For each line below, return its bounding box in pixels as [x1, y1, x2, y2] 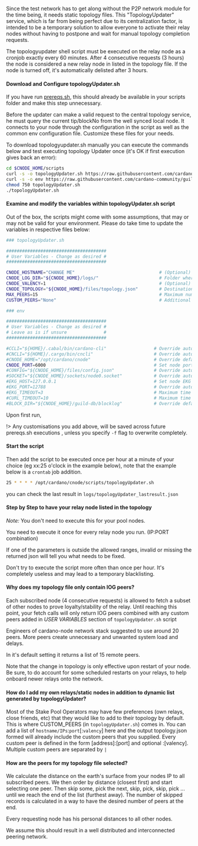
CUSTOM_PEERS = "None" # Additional [6, 297, 192, 303]
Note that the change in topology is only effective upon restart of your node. [6, 663, 192, 670]
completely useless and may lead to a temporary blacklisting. [6, 570, 155, 577]
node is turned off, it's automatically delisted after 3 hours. [6, 67, 148, 73]
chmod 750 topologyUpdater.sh [6, 181, 81, 188]
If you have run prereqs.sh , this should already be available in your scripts [6, 93, 186, 101]
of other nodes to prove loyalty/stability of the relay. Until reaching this [6, 603, 177, 611]
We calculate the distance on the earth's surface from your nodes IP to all [6, 773, 185, 780]
